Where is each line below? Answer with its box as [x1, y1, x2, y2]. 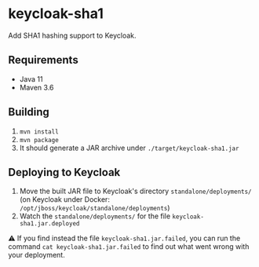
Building [8, 105, 49, 119]
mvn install [19, 127, 59, 136]
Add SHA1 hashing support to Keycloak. [8, 31, 137, 40]
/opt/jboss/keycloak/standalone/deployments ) [19, 203, 170, 213]
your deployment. [8, 251, 65, 260]
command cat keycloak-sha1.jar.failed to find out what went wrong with [8, 242, 250, 251]
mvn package [19, 136, 59, 144]
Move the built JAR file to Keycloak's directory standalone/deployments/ [19, 186, 253, 196]
